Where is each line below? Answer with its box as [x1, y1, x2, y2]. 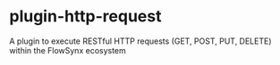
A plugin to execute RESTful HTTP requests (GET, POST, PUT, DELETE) [9, 36, 272, 46]
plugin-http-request [9, 6, 162, 27]
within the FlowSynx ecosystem [9, 45, 127, 55]
